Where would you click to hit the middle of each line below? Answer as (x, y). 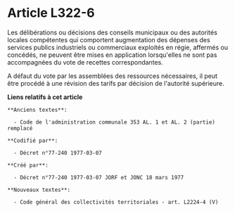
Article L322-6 (51, 13)
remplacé (20, 128)
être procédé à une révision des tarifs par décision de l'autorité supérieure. (116, 83)
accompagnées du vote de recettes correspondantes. (85, 62)
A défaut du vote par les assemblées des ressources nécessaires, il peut (113, 76)
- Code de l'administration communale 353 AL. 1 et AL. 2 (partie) (115, 122)
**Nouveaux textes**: (39, 190)
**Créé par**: (28, 165)
